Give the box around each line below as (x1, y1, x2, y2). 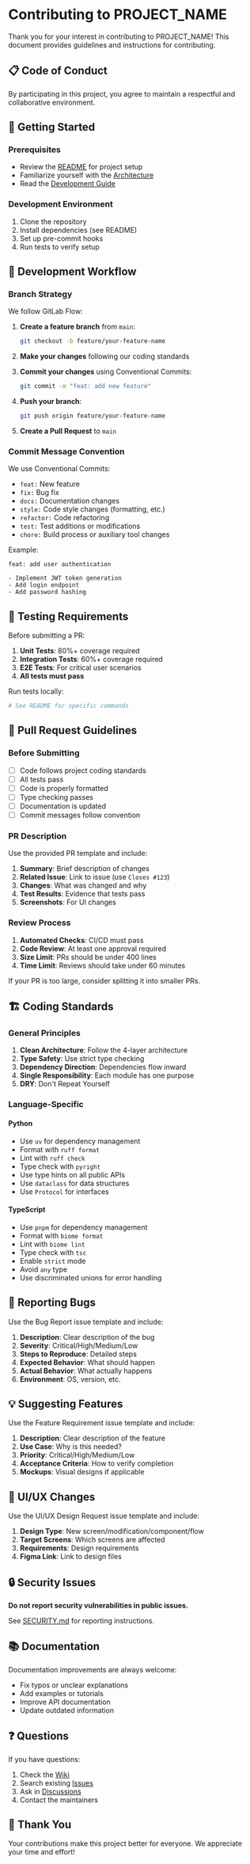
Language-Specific (8, 1099, 85, 1110)
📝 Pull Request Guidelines (8, 724, 138, 737)
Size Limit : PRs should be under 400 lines (19, 952, 157, 961)
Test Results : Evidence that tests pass (19, 889, 146, 899)
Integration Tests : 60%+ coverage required (19, 655, 164, 664)
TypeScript (8, 1205, 46, 1215)
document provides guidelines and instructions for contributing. (8, 40, 216, 49)
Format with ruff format (19, 1144, 100, 1154)
